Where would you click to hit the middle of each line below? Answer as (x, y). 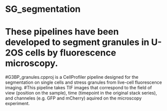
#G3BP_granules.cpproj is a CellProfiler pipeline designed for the (72, 77)
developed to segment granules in (77, 42)
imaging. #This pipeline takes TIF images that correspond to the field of (79, 88)
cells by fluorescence (71, 53)
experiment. (17, 104)
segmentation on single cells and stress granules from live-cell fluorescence (83, 82)
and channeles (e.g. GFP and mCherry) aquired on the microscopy (74, 98)
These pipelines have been (62, 32)
